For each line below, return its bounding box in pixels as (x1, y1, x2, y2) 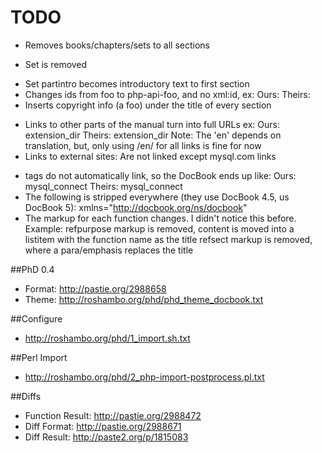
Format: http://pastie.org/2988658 (24, 282, 167, 295)
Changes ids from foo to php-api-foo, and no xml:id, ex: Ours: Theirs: (24, 88, 311, 100)
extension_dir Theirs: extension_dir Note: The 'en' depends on (24, 129, 282, 141)
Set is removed (24, 58, 88, 70)
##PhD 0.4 (10, 263, 55, 275)
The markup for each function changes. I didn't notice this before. (24, 212, 297, 224)
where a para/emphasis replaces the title (24, 244, 194, 256)
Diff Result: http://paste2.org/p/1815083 (24, 431, 189, 443)
